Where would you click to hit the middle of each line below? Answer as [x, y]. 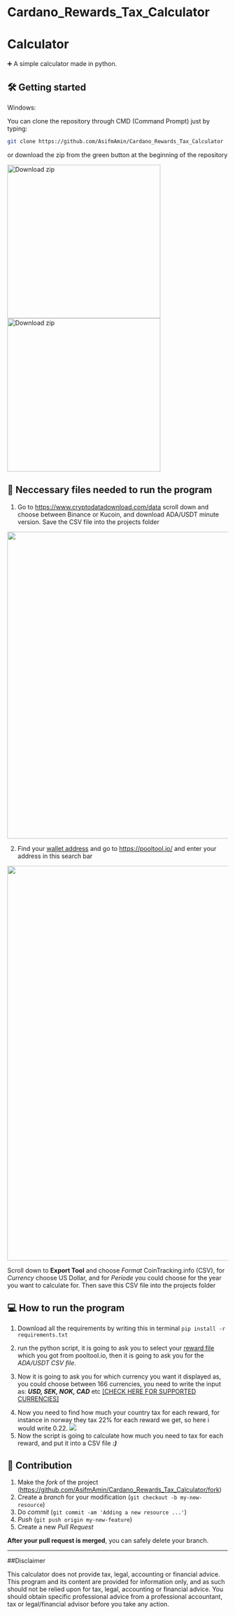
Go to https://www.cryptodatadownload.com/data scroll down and [113, 507]
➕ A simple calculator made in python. [62, 64]
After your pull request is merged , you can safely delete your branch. [108, 1541]
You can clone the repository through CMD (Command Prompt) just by [109, 121]
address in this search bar [55, 856]
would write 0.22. [42, 1428]
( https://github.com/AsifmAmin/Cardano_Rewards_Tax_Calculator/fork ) [120, 1490]
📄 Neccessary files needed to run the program [110, 490]
